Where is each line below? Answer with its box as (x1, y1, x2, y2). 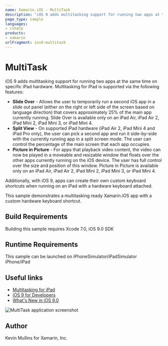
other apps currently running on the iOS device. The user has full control (12, 157, 162, 163)
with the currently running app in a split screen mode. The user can (12, 136, 151, 142)
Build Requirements (5, 213, 68, 221)
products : (5, 31, 26, 36)
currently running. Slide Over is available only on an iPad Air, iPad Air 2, (12, 114, 159, 120)
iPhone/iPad (5, 259, 30, 265)
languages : (5, 21, 28, 27)
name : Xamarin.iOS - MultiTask (5, 7, 70, 13)
